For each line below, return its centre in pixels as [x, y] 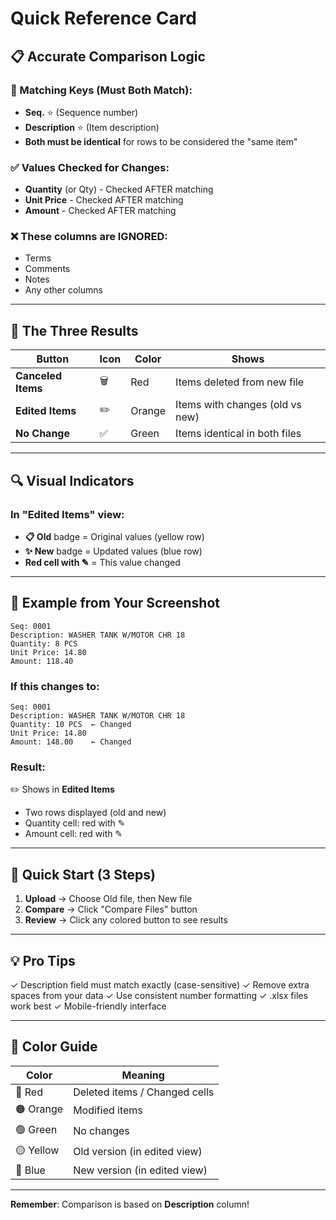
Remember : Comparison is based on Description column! [130, 1204]
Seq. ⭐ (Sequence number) [81, 112]
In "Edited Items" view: [67, 514]
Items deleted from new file [240, 382]
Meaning [143, 1075]
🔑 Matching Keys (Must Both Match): [101, 90]
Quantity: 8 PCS [44, 643]
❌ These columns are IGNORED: [89, 237]
